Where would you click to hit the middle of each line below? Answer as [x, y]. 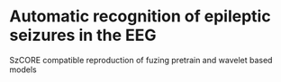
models [23, 70]
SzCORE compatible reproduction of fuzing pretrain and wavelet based [141, 60]
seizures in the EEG [83, 35]
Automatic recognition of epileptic [140, 16]
